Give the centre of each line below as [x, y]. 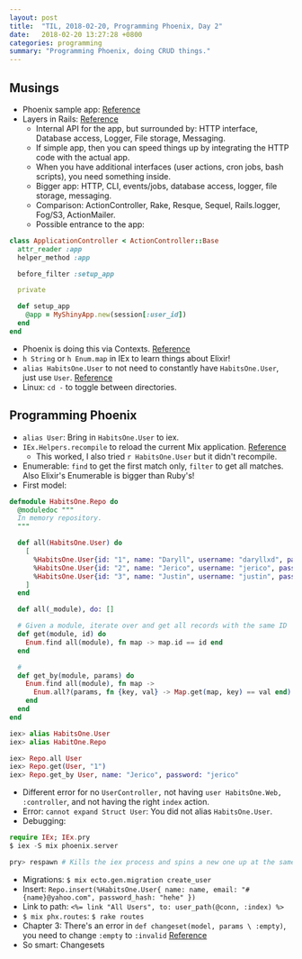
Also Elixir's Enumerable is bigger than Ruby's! [108, 475]
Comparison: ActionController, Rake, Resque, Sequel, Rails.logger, [158, 205]
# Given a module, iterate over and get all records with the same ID [152, 626]
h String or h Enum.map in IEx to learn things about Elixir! [126, 358]
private [32, 290]
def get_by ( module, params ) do [76, 676]
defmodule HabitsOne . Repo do [64, 501]
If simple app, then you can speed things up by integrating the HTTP [162, 147]
